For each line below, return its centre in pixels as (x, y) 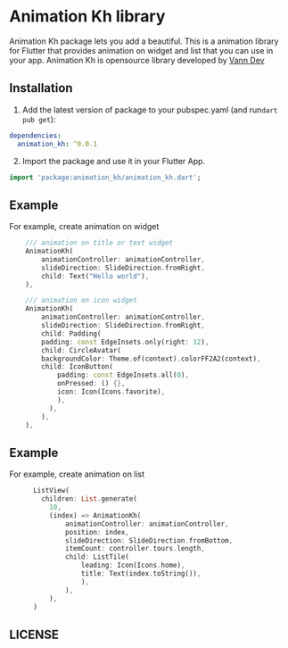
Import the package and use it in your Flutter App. (114, 161)
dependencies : (36, 136)
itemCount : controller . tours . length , (135, 549)
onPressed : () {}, (91, 384)
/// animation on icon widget (82, 301)
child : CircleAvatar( (82, 350)
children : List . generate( (90, 499)
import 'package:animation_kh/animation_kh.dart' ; (105, 177)
